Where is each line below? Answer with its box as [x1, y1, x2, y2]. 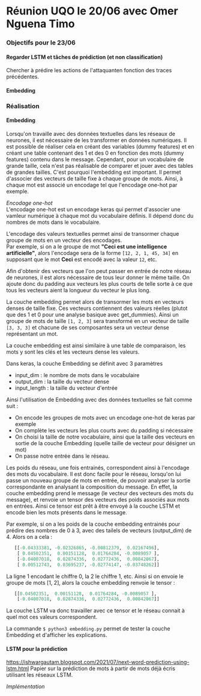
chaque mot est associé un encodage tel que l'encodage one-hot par [6, 182, 178, 189]
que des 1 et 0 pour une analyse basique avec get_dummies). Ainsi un [6, 311, 179, 318]
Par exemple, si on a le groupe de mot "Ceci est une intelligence [6, 243, 167, 250]
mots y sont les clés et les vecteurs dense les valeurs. [6, 348, 140, 356]
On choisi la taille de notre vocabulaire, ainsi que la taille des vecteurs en [14, 433, 195, 440]
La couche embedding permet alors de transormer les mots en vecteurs [6, 298, 184, 306]
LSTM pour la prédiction [6, 645, 68, 652]
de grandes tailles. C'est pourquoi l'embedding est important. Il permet [6, 168, 181, 176]
